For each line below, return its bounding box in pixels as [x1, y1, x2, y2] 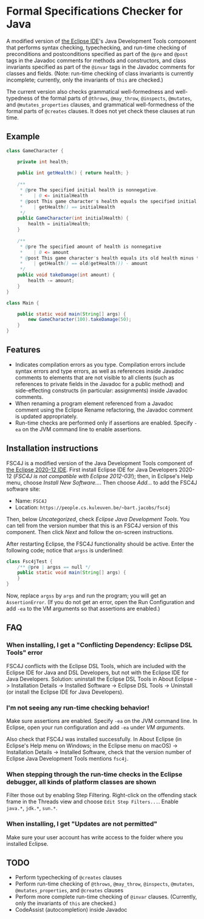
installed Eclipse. [6, 840, 49, 847]
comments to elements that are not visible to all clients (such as [15, 373, 174, 381]
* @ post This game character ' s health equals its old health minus [19, 255, 194, 261]
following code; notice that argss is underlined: [6, 546, 124, 554]
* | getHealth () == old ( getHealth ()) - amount [19, 261, 148, 267]
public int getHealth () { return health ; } [17, 170, 129, 176]
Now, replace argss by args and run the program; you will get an [6, 592, 167, 599]
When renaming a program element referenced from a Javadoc [15, 400, 174, 407]
